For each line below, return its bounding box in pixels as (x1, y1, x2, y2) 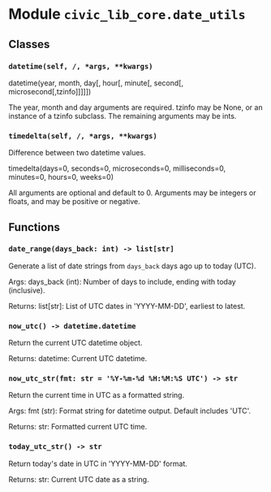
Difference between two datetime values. (8, 148, 146, 158)
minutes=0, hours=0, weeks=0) (8, 172, 114, 182)
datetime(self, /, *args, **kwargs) (8, 62, 153, 71)
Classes (8, 37, 50, 51)
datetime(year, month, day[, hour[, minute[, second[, (8, 78, 184, 88)
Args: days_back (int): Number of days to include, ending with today (8, 276, 237, 286)
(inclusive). (8, 285, 45, 295)
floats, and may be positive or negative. (8, 197, 140, 207)
